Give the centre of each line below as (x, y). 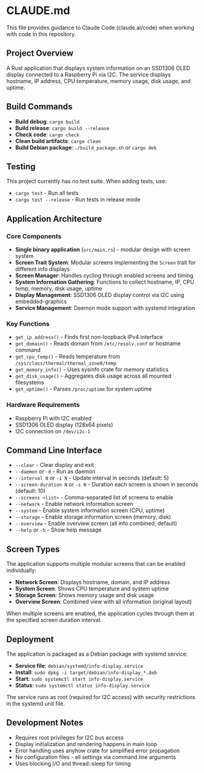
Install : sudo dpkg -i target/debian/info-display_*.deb (86, 672)
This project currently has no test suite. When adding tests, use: (86, 181)
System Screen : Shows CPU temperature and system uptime (92, 589)
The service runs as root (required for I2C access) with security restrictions (101, 697)
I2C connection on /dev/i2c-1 (53, 431)
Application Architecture (54, 218)
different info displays (42, 269)
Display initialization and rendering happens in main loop (86, 744)
